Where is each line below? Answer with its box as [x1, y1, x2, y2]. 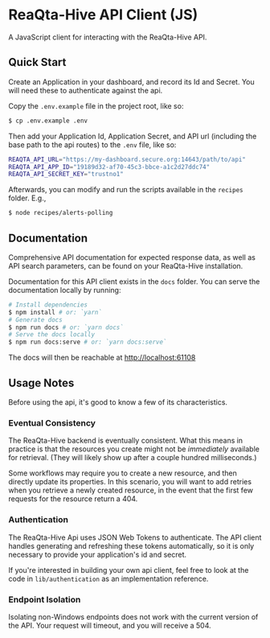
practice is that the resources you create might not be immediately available [8, 444, 260, 454]
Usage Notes [8, 376, 75, 389]
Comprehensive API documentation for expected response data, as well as [8, 252, 256, 262]
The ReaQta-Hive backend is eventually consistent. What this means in [8, 436, 243, 446]
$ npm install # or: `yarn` [8, 308, 103, 316]
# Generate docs [8, 315, 63, 323]
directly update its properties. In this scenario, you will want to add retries [8, 477, 252, 487]
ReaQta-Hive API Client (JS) [8, 6, 198, 24]
